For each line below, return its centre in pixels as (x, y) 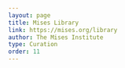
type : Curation (33, 45)
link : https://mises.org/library (63, 30)
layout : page (29, 15)
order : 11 (24, 52)
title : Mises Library (44, 23)
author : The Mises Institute (56, 37)
